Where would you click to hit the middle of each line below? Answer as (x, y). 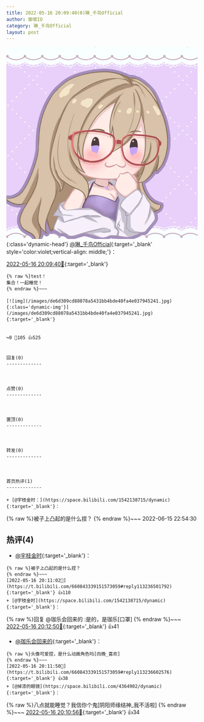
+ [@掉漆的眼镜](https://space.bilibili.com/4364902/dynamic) (84, 687)
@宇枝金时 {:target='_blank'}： (53, 556)
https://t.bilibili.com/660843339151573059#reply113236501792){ (89, 587)
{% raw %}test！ (26, 277)
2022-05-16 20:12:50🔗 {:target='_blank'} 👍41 (63, 627)
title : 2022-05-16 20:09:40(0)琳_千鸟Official (65, 13)
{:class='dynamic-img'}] (38, 307)
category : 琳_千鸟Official (39, 26)
